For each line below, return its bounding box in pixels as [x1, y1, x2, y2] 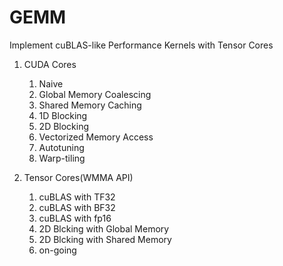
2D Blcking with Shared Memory [38, 233, 172, 245]
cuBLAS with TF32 [38, 191, 116, 203]
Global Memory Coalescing [38, 88, 152, 100]
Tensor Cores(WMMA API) [23, 171, 134, 183]
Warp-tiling [38, 152, 86, 164]
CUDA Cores [23, 58, 77, 70]
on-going [38, 244, 77, 256]
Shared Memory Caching [38, 99, 142, 111]
